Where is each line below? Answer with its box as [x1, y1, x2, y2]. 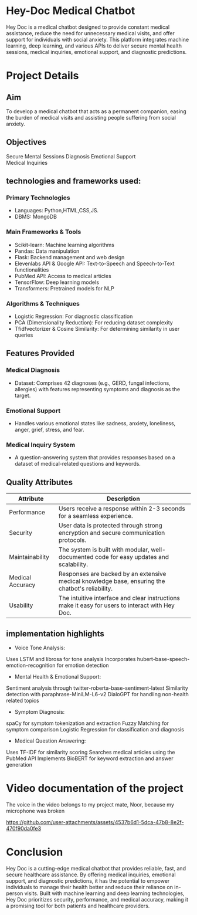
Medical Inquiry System [6, 440, 75, 449]
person [6, 890, 23, 897]
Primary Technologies [6, 194, 70, 202]
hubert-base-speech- [137, 655, 190, 662]
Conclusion [6, 846, 63, 859]
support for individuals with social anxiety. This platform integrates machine [6, 36, 189, 43]
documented [58, 553, 94, 561]
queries [14, 331, 33, 338]
